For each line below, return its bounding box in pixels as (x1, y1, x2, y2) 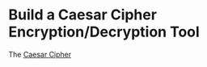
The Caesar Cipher (8, 49, 72, 59)
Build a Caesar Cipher (8, 6, 158, 24)
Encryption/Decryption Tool (8, 23, 200, 41)
